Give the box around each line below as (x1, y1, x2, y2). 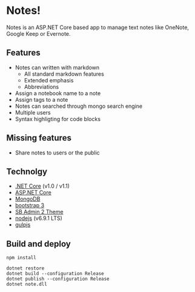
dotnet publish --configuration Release (6, 276, 110, 282)
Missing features (6, 133, 71, 143)
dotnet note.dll (6, 281, 47, 288)
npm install (6, 255, 36, 261)
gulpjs (15, 221, 31, 228)
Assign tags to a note (15, 96, 68, 103)
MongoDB (15, 195, 41, 203)
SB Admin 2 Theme (15, 208, 64, 216)
